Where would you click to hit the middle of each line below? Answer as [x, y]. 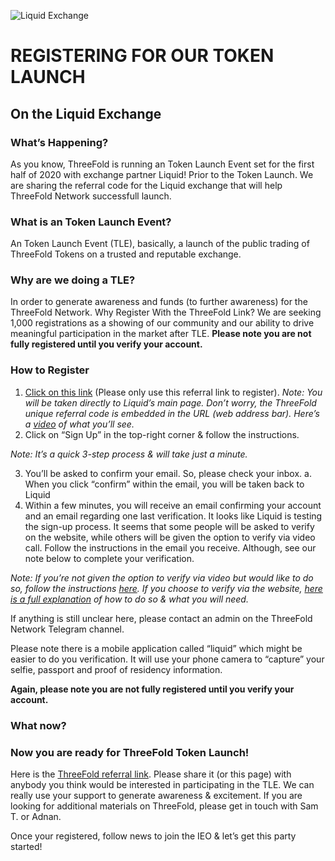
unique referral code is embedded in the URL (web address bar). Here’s [172, 413]
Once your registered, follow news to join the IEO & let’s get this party [153, 836]
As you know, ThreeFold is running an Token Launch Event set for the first [162, 164]
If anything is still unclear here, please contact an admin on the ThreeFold [161, 618]
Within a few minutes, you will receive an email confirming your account [173, 505]
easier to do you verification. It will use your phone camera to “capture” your [167, 659]
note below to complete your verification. [109, 558]
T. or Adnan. [36, 816]
